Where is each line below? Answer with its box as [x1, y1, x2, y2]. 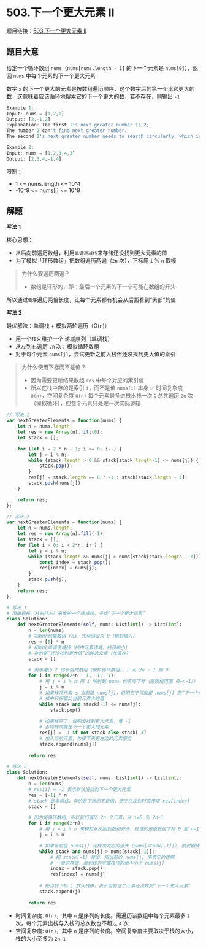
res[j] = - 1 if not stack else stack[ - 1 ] [39, 730, 147, 736]
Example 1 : [6, 105, 34, 111]
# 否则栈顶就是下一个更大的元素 [39, 724, 109, 730]
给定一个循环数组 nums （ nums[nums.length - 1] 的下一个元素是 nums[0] [6, 64, 185, 71]
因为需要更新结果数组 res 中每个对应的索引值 [30, 377, 144, 384]
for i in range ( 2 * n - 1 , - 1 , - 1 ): [28, 672, 116, 679]
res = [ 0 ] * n [28, 639, 64, 645]
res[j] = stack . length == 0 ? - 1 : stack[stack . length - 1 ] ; [28, 474, 188, 480]
